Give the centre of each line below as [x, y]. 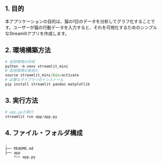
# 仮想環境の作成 [20, 62]
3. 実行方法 [22, 101]
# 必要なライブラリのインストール [34, 80]
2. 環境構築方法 [28, 50]
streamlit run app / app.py [31, 116]
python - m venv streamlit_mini [37, 66]
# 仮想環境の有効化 [22, 71]
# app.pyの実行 [19, 112]
